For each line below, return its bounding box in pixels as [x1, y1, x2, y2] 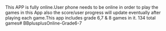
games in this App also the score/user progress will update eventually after [5, 9, 161, 15]
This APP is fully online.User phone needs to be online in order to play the [5, 4, 159, 10]
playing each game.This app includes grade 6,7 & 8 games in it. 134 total [5, 15, 156, 20]
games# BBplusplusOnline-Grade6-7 [5, 20, 82, 26]
